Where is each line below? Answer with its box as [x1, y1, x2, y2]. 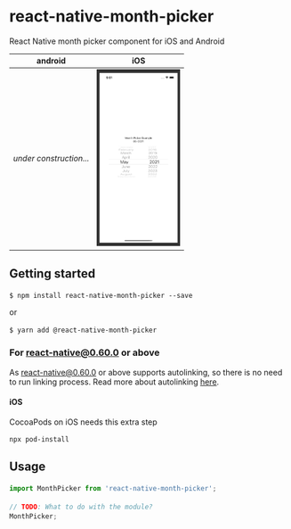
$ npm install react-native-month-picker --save [9, 292, 193, 301]
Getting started [9, 266, 96, 281]
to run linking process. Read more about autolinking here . [9, 376, 220, 387]
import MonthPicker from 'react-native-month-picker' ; [9, 484, 217, 492]
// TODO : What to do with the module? [9, 502, 153, 512]
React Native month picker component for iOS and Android [9, 36, 225, 46]
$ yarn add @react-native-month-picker [9, 326, 158, 335]
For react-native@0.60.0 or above [9, 346, 160, 359]
